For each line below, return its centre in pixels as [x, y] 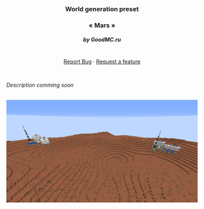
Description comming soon [40, 85]
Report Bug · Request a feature [102, 61]
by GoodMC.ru [102, 40]
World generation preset [102, 9]
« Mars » [102, 25]
